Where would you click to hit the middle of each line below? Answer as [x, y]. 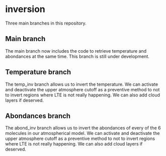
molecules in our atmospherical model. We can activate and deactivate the [82, 133]
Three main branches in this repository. [46, 23]
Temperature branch [38, 72]
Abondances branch [38, 116]
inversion [25, 9]
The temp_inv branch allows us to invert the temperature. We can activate [82, 84]
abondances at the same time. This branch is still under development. [77, 56]
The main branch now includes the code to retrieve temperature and [76, 51]
